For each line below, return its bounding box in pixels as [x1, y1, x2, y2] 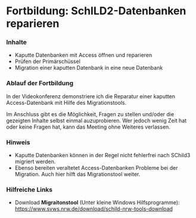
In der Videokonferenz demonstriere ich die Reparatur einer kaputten [6, 92, 176, 99]
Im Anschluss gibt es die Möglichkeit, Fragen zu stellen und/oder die [6, 110, 175, 117]
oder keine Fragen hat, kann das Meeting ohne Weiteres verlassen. [6, 123, 171, 130]
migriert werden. [14, 158, 56, 165]
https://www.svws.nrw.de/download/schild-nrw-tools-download [14, 205, 173, 213]
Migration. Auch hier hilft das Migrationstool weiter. [14, 171, 141, 178]
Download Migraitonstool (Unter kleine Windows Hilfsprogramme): [14, 199, 180, 206]
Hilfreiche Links [6, 186, 52, 194]
